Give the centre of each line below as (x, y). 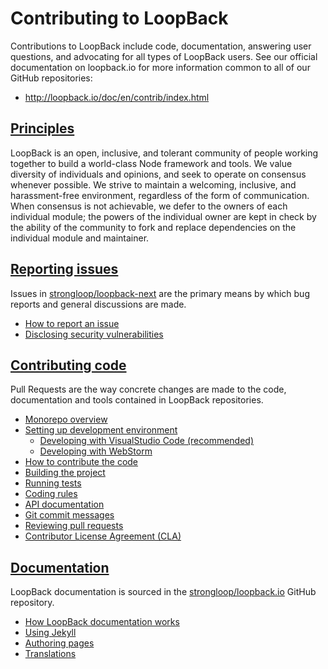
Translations (50, 654)
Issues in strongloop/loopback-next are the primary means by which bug (160, 293)
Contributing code (68, 365)
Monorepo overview (66, 419)
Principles (42, 128)
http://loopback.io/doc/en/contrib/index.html (117, 97)
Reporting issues (64, 269)
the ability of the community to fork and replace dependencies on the (153, 227)
